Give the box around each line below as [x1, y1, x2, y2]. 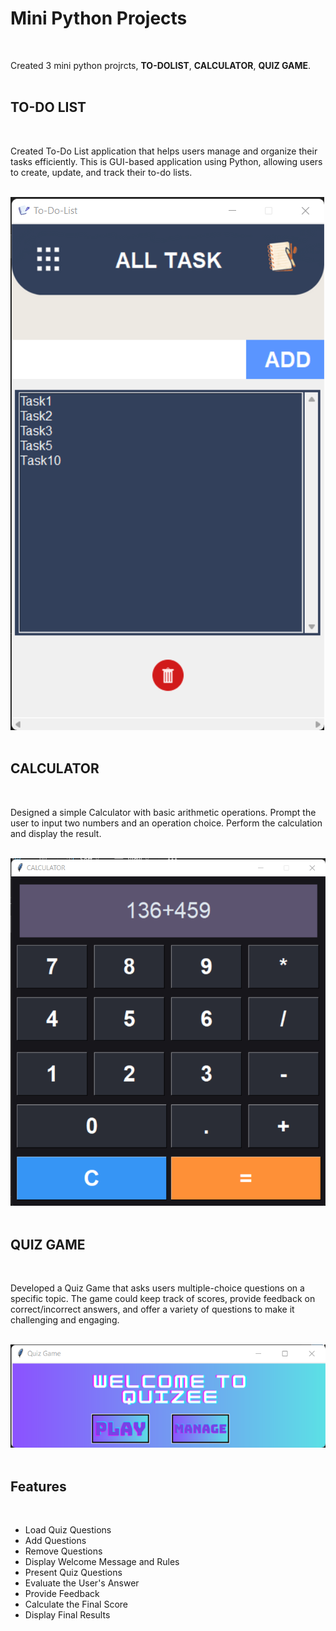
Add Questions [24, 1535, 87, 1547]
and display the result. [10, 827, 102, 839]
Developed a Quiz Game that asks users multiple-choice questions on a [10, 1282, 305, 1294]
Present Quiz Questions [24, 1567, 123, 1579]
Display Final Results [24, 1609, 111, 1621]
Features [10, 1478, 67, 1495]
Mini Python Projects [10, 7, 188, 30]
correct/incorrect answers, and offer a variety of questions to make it [10, 1303, 295, 1316]
